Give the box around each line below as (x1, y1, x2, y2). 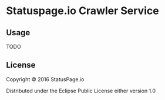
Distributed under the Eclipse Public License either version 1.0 (6, 87, 156, 94)
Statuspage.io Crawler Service (6, 4, 160, 18)
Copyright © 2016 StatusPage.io (6, 75, 85, 83)
